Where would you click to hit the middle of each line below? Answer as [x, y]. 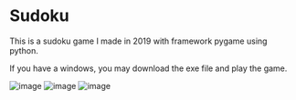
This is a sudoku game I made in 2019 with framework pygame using [138, 41]
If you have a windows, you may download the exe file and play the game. [148, 68]
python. [24, 50]
